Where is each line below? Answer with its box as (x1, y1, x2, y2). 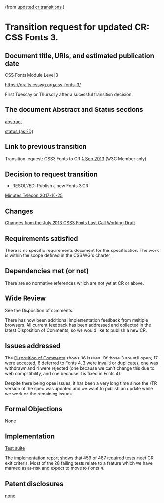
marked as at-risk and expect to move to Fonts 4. (5, 466, 105, 471)
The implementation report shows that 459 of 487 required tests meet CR (5, 455, 154, 461)
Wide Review (5, 294, 46, 303)
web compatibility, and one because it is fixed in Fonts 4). (5, 370, 122, 376)
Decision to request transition (5, 170, 98, 179)
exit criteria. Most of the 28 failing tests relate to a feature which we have (5, 460, 153, 466)
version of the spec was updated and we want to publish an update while (5, 385, 153, 391)
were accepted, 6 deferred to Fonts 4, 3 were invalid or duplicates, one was (5, 360, 158, 366)
